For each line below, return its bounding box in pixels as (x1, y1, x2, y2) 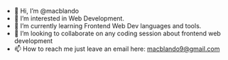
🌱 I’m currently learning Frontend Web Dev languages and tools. (13, 22, 202, 30)
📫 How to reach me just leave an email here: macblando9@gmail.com (13, 44, 220, 53)
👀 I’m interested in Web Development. (13, 14, 124, 23)
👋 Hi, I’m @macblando (13, 7, 80, 15)
